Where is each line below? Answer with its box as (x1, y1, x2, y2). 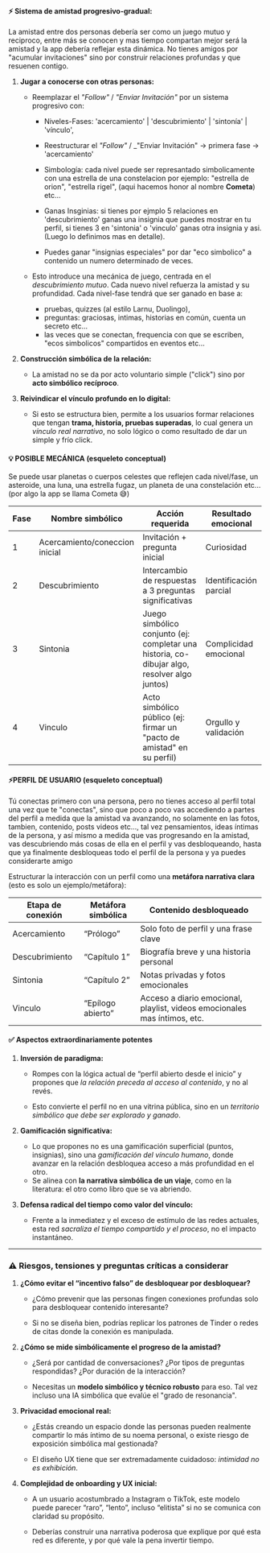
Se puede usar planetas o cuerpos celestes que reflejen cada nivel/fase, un (8, 472, 259, 481)
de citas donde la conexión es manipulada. (31, 1327, 174, 1336)
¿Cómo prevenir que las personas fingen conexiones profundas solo (31, 1294, 259, 1303)
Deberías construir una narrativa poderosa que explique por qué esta (31, 1527, 261, 1537)
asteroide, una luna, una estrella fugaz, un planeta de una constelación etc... (8, 481, 261, 490)
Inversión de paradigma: (19, 1053, 104, 1063)
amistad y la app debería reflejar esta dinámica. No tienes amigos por (8, 44, 239, 54)
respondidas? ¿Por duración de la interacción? (31, 1366, 186, 1376)
